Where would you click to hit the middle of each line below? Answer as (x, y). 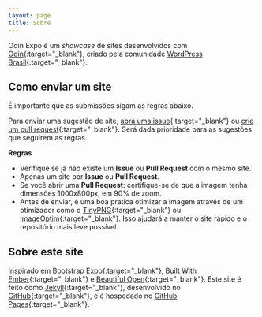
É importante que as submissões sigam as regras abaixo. (101, 106)
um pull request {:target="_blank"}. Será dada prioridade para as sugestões (130, 129)
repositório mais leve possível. (69, 227)
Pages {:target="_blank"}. (49, 304)
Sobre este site (46, 252)
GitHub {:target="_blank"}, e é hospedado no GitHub (93, 296)
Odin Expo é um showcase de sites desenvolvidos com (98, 45)
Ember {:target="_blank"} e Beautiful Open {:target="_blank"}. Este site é (125, 279)
